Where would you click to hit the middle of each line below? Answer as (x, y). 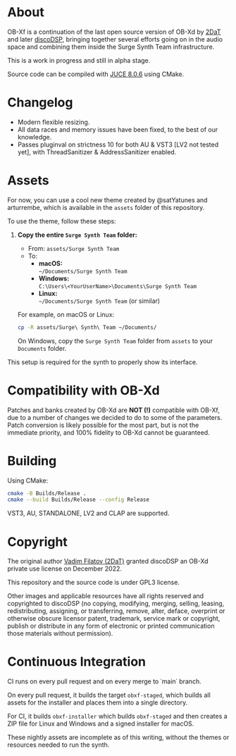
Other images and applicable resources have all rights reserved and (106, 596)
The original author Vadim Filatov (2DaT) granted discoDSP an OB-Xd (108, 562)
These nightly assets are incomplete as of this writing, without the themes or (118, 738)
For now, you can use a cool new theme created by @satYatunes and (107, 200)
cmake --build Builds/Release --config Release (79, 500)
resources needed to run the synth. (58, 745)
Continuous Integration (77, 662)
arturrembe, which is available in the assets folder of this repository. (106, 207)
